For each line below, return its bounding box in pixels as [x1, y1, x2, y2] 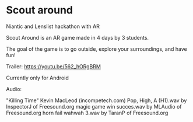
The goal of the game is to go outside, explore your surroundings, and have [6, 45, 188, 53]
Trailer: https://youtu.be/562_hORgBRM [6, 62, 101, 70]
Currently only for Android [6, 74, 69, 81]
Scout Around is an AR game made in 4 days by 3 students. [6, 34, 149, 41]
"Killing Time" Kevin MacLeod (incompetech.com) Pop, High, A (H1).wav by [6, 97, 187, 104]
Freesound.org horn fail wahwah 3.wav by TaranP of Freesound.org [6, 109, 169, 116]
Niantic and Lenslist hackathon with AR [6, 23, 100, 30]
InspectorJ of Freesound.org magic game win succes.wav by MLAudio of [6, 103, 182, 110]
